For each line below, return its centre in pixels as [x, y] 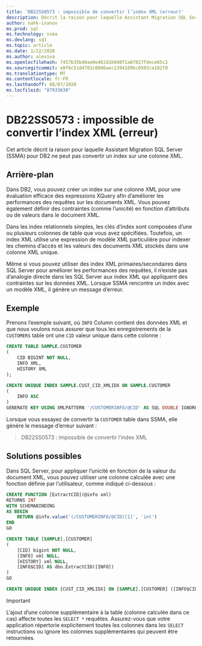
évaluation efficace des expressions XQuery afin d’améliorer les [85, 196]
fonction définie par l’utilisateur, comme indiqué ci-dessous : [81, 483]
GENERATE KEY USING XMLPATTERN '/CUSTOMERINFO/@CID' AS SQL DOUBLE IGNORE [102, 408]
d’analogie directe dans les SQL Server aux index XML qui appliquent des [97, 276]
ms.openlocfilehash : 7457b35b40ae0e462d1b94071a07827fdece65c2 [87, 62]
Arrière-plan [30, 175]
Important [18, 600]
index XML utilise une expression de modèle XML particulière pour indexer [99, 239]
